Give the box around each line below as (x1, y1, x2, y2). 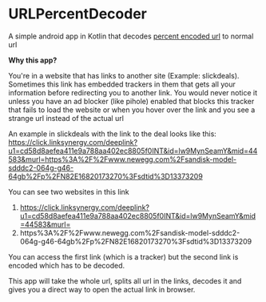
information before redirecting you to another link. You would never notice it (8, 87, 258, 97)
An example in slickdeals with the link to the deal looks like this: (8, 129, 217, 139)
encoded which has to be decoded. (8, 260, 125, 270)
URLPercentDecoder (8, 5, 148, 23)
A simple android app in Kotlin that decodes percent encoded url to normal (8, 31, 254, 41)
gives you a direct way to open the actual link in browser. (8, 284, 196, 294)
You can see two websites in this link (8, 187, 129, 196)
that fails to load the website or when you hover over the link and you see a (8, 105, 256, 115)
